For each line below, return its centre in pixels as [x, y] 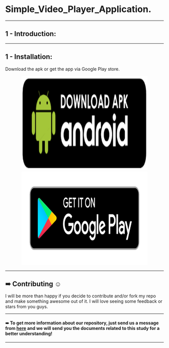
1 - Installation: [29, 57]
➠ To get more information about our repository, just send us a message [82, 323]
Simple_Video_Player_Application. [78, 9]
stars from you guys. [27, 307]
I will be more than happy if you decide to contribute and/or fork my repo [80, 296]
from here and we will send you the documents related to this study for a [82, 328]
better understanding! [29, 333]
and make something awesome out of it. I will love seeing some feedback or [84, 301]
